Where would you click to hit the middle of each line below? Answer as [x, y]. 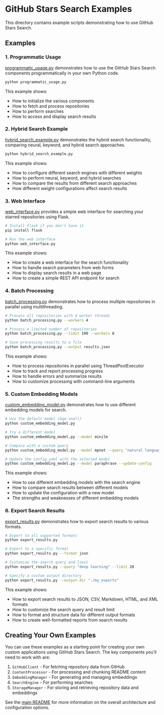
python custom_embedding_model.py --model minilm [57, 437]
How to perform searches [38, 111]
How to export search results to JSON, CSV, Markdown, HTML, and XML [85, 599]
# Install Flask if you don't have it [44, 226]
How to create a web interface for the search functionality [70, 262]
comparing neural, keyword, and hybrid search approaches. [65, 145]
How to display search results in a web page [57, 273]
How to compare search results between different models [70, 487]
